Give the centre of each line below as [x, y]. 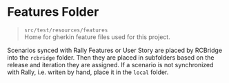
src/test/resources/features [66, 30]
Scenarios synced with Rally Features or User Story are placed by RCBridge [115, 50]
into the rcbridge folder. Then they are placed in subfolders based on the [111, 57]
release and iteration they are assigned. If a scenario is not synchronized [110, 64]
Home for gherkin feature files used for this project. [97, 37]
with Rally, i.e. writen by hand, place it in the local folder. [88, 72]
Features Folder [53, 12]
